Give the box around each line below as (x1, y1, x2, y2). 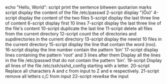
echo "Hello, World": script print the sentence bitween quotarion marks (5, 4, 151, 10)
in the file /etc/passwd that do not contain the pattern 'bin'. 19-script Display (5, 57, 162, 63)
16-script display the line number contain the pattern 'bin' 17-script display (5, 47, 158, 52)
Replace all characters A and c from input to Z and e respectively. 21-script (5, 68, 159, 74)
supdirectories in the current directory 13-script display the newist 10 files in (5, 36, 162, 42)
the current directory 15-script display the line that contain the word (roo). (5, 41, 157, 47)
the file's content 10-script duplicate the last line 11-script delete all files (5, 25, 152, 31)
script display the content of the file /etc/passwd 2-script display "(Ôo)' (5, 9, 152, 15)
